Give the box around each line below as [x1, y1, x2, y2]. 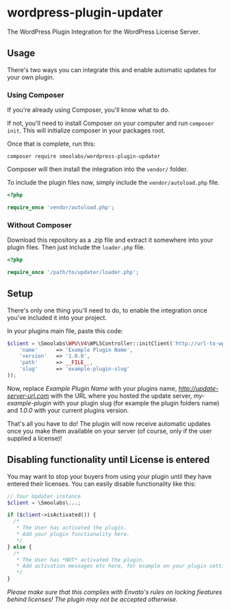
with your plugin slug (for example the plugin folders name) [52, 398, 220, 407]
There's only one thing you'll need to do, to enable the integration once [7, 306, 207, 314]
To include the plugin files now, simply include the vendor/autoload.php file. [7, 179, 220, 187]
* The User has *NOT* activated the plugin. [16, 556, 146, 563]
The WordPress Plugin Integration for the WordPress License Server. [7, 27, 201, 36]
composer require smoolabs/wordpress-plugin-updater [7, 153, 161, 160]
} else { [7, 543, 32, 550]
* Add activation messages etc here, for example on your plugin [16, 563, 207, 569]
